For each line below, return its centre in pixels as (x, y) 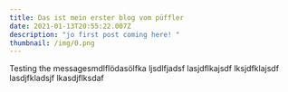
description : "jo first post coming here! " (95, 34)
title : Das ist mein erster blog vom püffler (96, 18)
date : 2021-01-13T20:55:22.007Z (70, 26)
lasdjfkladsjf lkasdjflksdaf (57, 78)
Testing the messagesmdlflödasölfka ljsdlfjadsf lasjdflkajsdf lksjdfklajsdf (144, 69)
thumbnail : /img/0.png (52, 43)
